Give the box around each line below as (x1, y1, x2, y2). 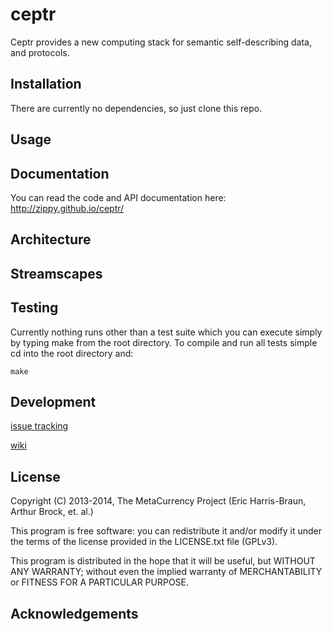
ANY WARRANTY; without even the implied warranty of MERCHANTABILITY (10, 566, 323, 578)
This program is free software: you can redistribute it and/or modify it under (10, 525, 322, 537)
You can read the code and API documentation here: (10, 191, 227, 203)
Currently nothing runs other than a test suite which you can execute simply (10, 326, 323, 338)
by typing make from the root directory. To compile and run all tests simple (10, 336, 318, 348)
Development (10, 393, 97, 410)
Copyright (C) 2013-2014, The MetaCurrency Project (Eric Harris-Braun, (10, 495, 307, 507)
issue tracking (10, 420, 69, 432)
